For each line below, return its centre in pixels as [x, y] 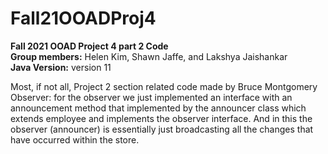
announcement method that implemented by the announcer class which [158, 108]
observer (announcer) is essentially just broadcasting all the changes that [162, 129]
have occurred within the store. [75, 139]
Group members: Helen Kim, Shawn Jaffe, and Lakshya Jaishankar [149, 56]
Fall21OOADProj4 [83, 18]
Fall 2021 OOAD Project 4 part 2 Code [89, 46]
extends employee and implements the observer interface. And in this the [161, 118]
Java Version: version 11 [61, 67]
